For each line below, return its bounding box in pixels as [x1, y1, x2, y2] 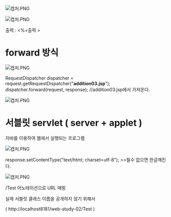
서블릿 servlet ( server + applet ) [5, 117, 142, 129]
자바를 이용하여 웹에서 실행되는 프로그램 [5, 135, 85, 141]
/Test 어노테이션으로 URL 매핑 [5, 184, 66, 191]
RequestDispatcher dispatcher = [5, 75, 74, 81]
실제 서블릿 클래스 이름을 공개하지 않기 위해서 [5, 196, 96, 202]
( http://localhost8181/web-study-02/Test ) [5, 206, 95, 212]
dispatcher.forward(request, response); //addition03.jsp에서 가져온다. [5, 86, 150, 92]
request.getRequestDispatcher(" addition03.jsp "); [5, 80, 111, 86]
